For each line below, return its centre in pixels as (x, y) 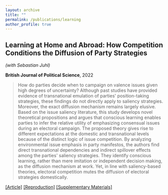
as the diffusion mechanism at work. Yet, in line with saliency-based (89, 166)
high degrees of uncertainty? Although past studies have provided (87, 90)
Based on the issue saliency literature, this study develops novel (85, 112)
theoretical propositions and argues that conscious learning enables (89, 117)
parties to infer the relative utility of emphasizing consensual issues (89, 123)
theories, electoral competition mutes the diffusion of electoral (83, 172)
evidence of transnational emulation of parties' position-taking (83, 96)
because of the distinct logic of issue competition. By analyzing (85, 139)
